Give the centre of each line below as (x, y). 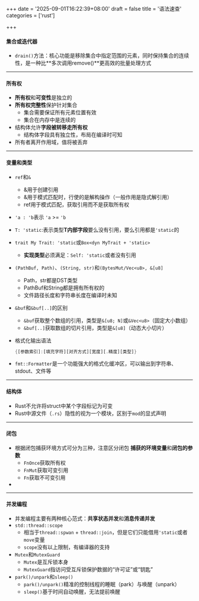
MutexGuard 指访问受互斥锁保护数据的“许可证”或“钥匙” (88, 569)
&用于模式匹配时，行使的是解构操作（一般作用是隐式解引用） (98, 197)
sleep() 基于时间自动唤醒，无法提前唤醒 (72, 592)
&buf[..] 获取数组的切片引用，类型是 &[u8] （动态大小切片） (95, 328)
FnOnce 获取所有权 (45, 462)
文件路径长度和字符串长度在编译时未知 (70, 295)
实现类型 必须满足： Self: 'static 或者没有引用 (80, 255)
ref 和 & (23, 177)
